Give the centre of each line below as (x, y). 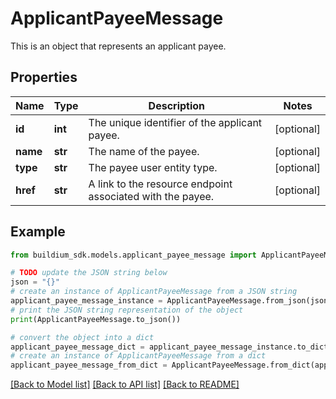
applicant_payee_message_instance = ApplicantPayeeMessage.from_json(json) (171, 301)
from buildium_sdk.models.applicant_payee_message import (133, 255)
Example (38, 232)
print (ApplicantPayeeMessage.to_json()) (96, 319)
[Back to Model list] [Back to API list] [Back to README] (125, 384)
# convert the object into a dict (82, 337)
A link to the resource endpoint (160, 184)
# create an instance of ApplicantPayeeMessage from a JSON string (154, 292)
